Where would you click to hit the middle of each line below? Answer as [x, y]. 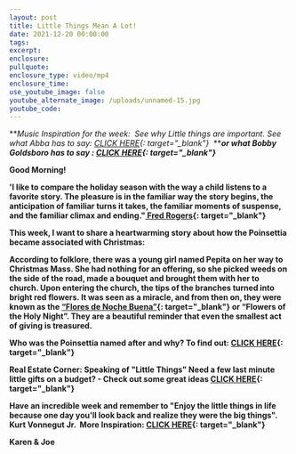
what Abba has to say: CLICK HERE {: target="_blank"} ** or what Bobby [143, 143]
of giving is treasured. [51, 326]
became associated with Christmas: [77, 242]
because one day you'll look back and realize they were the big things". [144, 416]
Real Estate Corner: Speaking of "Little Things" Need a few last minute [142, 369]
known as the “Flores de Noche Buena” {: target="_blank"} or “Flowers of [148, 307]
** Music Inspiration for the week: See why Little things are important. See [145, 134]
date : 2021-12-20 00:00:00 [59, 34]
